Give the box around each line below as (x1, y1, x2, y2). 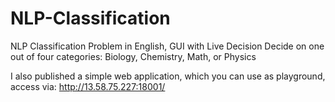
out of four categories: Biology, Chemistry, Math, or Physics (10, 50, 257, 62)
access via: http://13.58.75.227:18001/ (10, 80, 166, 92)
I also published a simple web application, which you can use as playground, (10, 70, 326, 82)
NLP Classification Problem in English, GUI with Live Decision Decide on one (10, 40, 325, 52)
